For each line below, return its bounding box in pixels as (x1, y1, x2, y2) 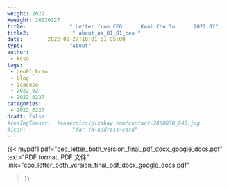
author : (7, 49, 30, 56)
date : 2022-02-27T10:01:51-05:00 (7, 36, 126, 43)
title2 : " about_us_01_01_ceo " (7, 29, 141, 37)
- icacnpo (10, 81, 39, 88)
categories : (7, 100, 42, 107)
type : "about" (7, 42, 92, 49)
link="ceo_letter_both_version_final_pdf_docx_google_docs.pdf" (7, 161, 189, 170)
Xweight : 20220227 (7, 17, 60, 24)
